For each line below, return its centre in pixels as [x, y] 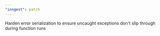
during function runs [25, 28]
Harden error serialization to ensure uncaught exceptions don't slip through [80, 23]
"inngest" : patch [23, 9]
